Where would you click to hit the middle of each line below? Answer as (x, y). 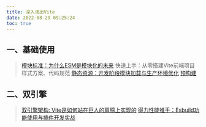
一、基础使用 (31, 49)
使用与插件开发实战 (51, 118)
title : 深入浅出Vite (31, 12)
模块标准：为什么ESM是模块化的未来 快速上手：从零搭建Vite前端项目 (108, 65)
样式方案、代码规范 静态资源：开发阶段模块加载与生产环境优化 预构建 (109, 73)
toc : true (19, 23)
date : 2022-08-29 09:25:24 (41, 18)
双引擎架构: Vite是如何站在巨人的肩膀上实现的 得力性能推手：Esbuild (108, 110)
